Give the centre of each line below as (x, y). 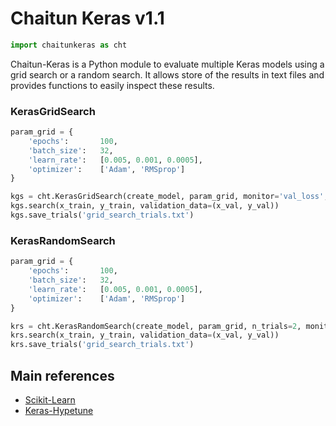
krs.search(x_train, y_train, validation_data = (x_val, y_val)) (145, 335)
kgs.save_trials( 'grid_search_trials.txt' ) (102, 215)
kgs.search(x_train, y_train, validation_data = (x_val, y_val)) (145, 206)
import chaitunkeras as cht (69, 45)
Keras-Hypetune (59, 410)
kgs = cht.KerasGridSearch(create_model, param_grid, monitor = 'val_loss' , (169, 197)
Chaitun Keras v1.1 (87, 18)
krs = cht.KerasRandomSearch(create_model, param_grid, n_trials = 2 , (156, 326)
